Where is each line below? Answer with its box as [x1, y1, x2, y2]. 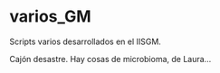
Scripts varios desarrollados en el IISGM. [9, 36, 161, 47]
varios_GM [9, 6, 92, 27]
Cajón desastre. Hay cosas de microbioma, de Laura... [9, 53, 212, 64]
